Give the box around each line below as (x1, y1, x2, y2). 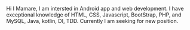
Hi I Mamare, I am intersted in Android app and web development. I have (6, 5, 184, 12)
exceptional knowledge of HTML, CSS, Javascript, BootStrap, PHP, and (6, 11, 182, 18)
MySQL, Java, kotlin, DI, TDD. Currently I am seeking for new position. (6, 18, 179, 24)
